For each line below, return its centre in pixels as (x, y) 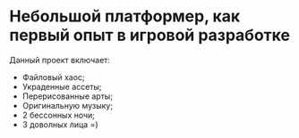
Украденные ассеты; (62, 86)
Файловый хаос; (53, 77)
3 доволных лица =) (60, 124)
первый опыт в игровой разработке (150, 35)
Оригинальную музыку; (68, 105)
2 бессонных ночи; (59, 115)
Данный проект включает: (60, 60)
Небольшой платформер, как (125, 16)
